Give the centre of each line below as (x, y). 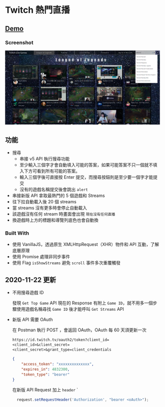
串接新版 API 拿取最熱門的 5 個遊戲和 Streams (58, 196)
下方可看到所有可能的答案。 (52, 171)
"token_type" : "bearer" (45, 374)
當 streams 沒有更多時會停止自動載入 (50, 208)
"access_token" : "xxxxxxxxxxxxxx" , (58, 364)
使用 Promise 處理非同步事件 (41, 257)
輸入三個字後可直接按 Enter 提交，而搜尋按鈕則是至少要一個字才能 (86, 177)
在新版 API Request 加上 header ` (45, 390)
